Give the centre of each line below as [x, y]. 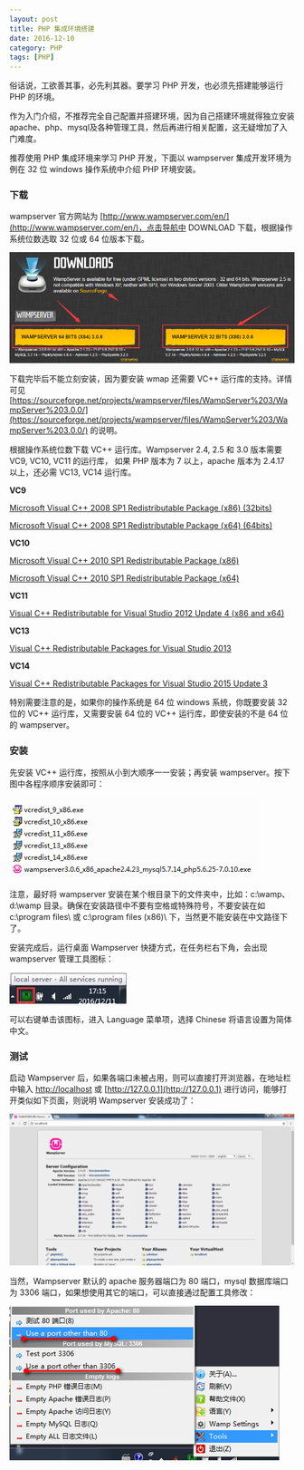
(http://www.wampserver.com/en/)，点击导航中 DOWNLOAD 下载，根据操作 [151, 227]
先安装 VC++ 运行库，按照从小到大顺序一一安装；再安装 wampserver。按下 [150, 772]
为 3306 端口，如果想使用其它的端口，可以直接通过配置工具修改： [133, 1292]
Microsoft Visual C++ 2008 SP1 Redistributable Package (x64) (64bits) [141, 526]
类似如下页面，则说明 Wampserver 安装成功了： [106, 1100]
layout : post [34, 19]
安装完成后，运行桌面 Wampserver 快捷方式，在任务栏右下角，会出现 [138, 947]
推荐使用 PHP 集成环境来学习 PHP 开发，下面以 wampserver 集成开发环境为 [151, 158]
